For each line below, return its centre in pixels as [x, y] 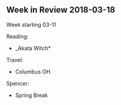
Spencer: [18, 83]
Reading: [17, 36]
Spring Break [31, 95]
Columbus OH [33, 72]
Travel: [15, 59]
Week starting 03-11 [31, 24]
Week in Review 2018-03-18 [61, 10]
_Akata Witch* [33, 48]
